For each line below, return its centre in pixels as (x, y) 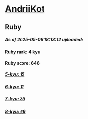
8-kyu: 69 (15, 111)
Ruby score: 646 (22, 63)
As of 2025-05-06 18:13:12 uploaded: (44, 40)
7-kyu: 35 (15, 99)
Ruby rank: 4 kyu (23, 52)
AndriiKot (25, 9)
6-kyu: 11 (15, 87)
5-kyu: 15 (15, 74)
